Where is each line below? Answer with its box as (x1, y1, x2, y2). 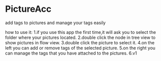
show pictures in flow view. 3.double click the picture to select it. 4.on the (5, 39, 155, 45)
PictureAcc (5, 3, 52, 15)
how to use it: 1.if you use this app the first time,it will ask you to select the (5, 29, 157, 35)
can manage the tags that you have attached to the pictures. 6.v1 (5, 50, 137, 56)
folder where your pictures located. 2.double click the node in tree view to (5, 34, 156, 40)
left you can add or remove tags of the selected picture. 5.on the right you (5, 45, 156, 51)
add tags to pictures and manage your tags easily (5, 20, 106, 26)
